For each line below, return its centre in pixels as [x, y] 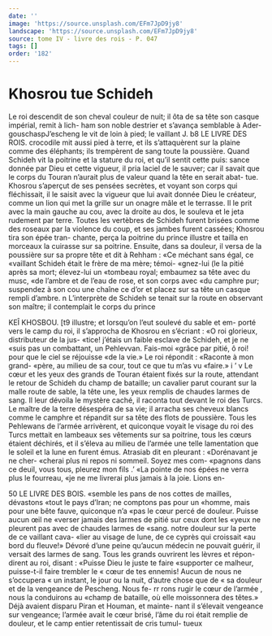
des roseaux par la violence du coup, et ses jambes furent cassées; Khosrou [136, 229]
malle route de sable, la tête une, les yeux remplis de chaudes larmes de [129, 391]
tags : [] [23, 46]
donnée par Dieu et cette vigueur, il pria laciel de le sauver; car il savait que [134, 168]
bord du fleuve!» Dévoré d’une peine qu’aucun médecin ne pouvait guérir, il [134, 545]
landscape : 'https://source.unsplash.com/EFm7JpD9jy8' [103, 31]
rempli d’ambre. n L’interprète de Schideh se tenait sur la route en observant [136, 298]
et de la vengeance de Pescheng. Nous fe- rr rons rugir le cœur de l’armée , [136, 588]
